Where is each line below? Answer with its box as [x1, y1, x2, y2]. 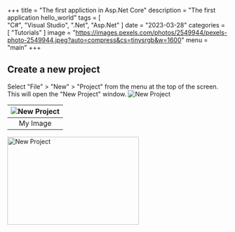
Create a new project [7, 63, 100, 76]
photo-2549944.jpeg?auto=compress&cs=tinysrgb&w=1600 [7, 36, 182, 44]
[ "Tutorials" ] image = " [7, 28, 76, 37]
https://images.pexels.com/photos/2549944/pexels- [75, 28, 228, 37]
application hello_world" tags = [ [7, 13, 101, 22]
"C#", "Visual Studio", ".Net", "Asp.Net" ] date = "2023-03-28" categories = [7, 21, 226, 29]
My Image [18, 118, 52, 128]
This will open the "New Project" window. [7, 89, 127, 98]
